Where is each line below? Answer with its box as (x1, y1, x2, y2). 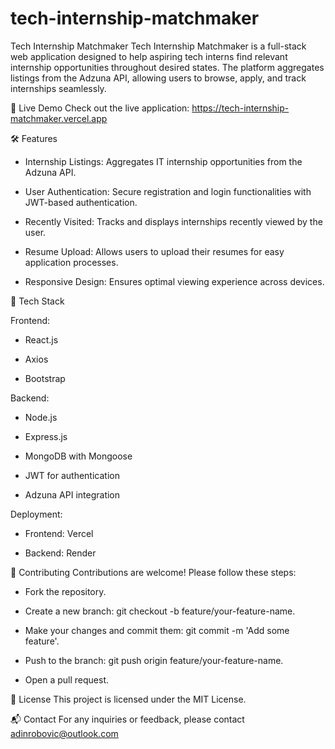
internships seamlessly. (10, 82, 107, 94)
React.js (24, 333, 59, 346)
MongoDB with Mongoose (24, 450, 133, 462)
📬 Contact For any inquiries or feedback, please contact (10, 713, 245, 725)
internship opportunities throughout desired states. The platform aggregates (10, 61, 325, 73)
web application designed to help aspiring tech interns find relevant (10, 50, 288, 62)
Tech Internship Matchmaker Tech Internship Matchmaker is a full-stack (10, 40, 307, 52)
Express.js (24, 430, 68, 442)
